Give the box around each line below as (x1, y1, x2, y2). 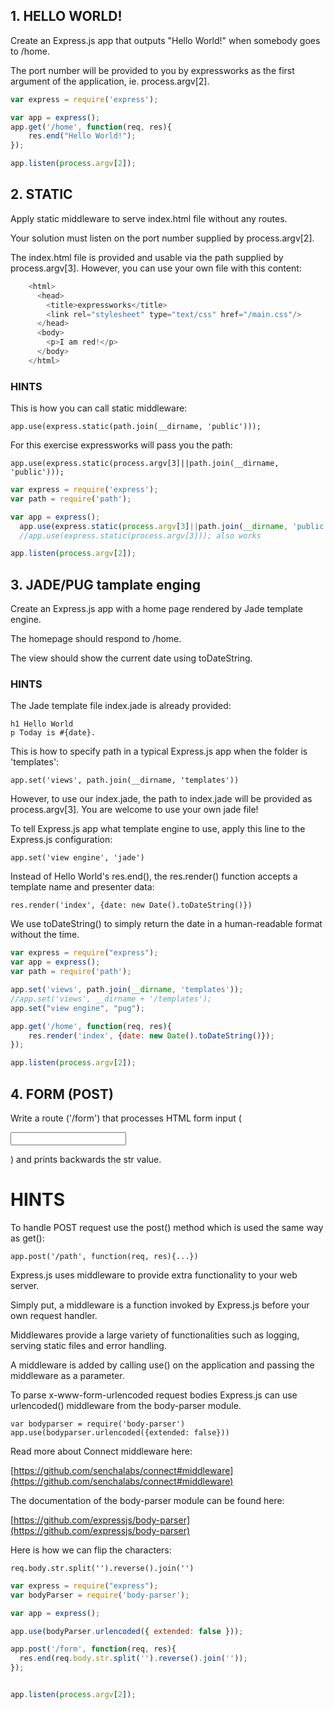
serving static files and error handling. (10, 1339, 167, 1351)
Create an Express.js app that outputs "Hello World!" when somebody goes (10, 34, 321, 46)
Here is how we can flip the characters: (10, 1544, 172, 1556)
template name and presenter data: (10, 881, 155, 893)
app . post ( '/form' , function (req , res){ (10, 1644, 177, 1654)
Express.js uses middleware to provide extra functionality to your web (10, 1269, 298, 1281)
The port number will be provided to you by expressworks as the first (10, 64, 295, 76)
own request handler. (10, 1309, 98, 1321)
